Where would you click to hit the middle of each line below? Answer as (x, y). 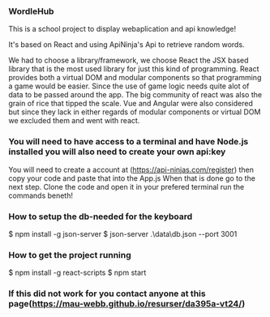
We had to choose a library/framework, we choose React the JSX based (129, 60)
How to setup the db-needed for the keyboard (101, 216)
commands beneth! (41, 195)
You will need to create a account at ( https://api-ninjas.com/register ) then (131, 169)
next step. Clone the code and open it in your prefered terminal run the (126, 186)
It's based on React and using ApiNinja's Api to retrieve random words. (126, 45)
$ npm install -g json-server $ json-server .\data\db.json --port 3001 (123, 233)
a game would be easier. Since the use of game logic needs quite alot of (129, 86)
